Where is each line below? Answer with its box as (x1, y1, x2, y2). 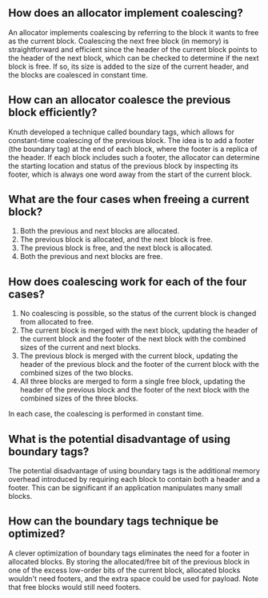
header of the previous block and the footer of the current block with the (19, 360, 260, 369)
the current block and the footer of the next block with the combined (19, 334, 246, 344)
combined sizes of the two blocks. (19, 368, 134, 378)
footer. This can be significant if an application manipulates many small (8, 483, 242, 492)
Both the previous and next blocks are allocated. (19, 226, 180, 236)
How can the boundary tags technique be (8, 515, 219, 528)
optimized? (8, 527, 66, 540)
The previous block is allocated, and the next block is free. (19, 235, 214, 245)
